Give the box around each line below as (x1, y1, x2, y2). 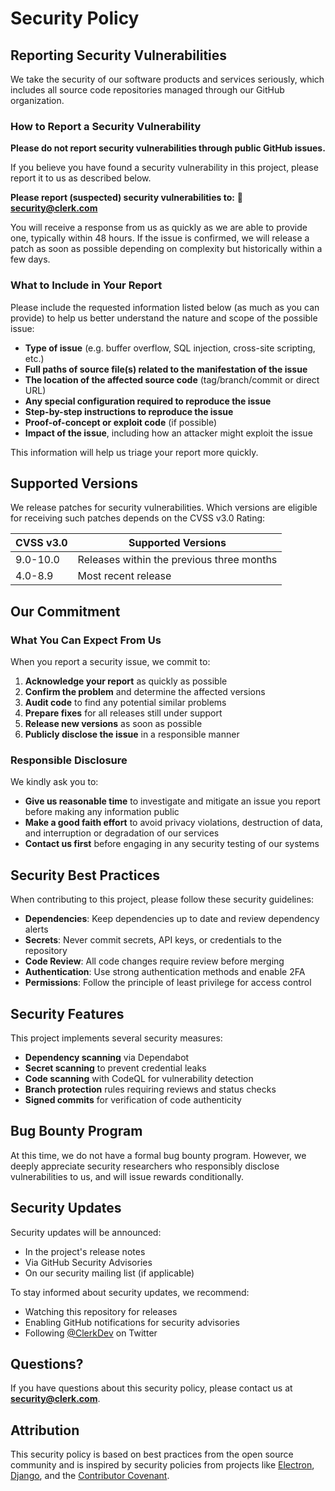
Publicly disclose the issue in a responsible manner (24, 728, 240, 741)
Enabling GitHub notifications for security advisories (24, 1316, 240, 1328)
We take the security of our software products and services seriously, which (10, 73, 325, 85)
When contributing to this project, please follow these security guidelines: (10, 893, 315, 906)
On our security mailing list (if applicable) (24, 1267, 195, 1279)
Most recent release (77, 569, 172, 583)
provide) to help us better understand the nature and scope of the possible (10, 312, 318, 324)
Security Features (10, 1005, 125, 1022)
